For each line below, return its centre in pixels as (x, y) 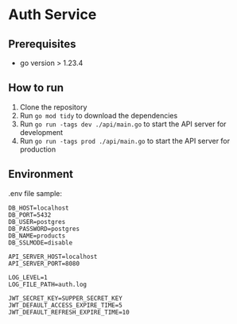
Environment (41, 174)
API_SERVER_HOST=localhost (53, 256)
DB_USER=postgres (37, 222)
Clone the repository (53, 107)
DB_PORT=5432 (30, 215)
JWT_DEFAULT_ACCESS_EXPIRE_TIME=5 (66, 305)
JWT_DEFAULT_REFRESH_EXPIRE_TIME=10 (69, 312)
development (41, 132)
